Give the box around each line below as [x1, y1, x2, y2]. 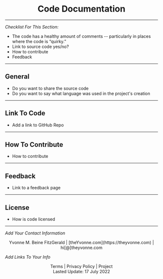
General [5, 73, 30, 81]
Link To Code [5, 109, 46, 117]
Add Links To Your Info [5, 254, 51, 260]
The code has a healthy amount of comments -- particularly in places [12, 33, 151, 39]
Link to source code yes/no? [12, 44, 69, 49]
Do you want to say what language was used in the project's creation [12, 91, 150, 96]
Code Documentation [37, 3, 126, 15]
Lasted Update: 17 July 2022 [53, 269, 110, 274]
